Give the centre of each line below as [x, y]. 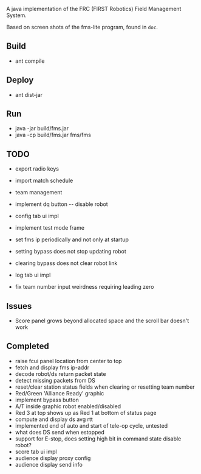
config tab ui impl [37, 216]
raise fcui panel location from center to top [69, 361]
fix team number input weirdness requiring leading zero [84, 287]
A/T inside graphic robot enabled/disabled [68, 406]
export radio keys [37, 169]
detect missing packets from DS [55, 380]
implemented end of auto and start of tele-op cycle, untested [91, 425]
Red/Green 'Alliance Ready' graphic [60, 393]
